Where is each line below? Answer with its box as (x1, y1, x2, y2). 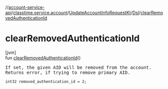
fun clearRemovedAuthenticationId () (5, 55, 81, 61)
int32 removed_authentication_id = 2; (5, 79, 87, 84)
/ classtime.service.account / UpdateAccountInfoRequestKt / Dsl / (11, 10, 141, 16)
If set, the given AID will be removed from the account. (5, 64, 152, 70)
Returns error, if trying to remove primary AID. (5, 69, 131, 75)
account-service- (8, 5, 45, 10)
